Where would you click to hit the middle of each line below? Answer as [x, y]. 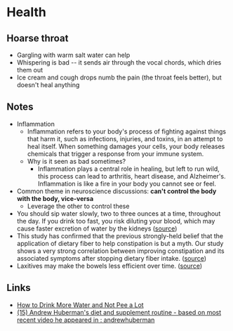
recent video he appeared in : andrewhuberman [86, 320]
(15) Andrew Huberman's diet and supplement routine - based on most [119, 312]
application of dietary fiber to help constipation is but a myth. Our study [120, 243]
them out [30, 70]
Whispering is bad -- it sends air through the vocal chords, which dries [119, 63]
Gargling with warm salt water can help [73, 55]
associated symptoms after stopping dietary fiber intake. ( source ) [112, 258]
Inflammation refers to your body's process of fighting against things [126, 131]
